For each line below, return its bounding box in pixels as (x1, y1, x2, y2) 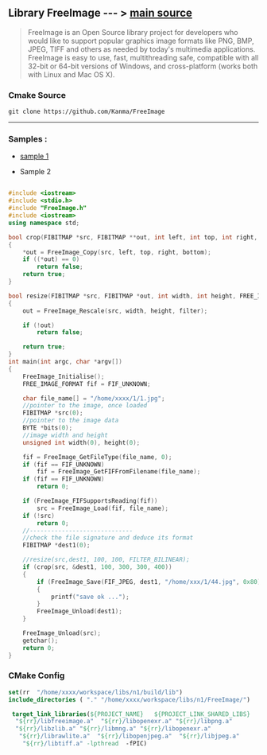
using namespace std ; (8, 219, 80, 227)
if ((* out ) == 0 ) (22, 255, 80, 263)
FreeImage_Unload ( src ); (22, 629, 102, 637)
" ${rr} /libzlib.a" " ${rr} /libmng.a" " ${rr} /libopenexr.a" (15, 725, 212, 733)
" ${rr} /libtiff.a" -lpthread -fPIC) (22, 740, 148, 748)
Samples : (8, 134, 48, 145)
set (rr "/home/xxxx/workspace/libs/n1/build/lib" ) (8, 688, 183, 696)
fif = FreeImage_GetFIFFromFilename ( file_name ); (37, 468, 201, 476)
